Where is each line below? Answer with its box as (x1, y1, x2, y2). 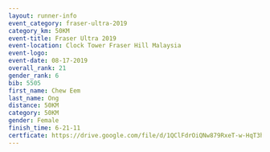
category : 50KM (8, 109, 59, 117)
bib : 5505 (8, 79, 42, 87)
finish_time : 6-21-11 (8, 124, 81, 132)
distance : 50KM (8, 101, 59, 109)
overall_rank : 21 (8, 64, 67, 72)
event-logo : (8, 49, 48, 57)
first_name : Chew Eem (8, 86, 81, 95)
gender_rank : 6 (8, 72, 59, 80)
